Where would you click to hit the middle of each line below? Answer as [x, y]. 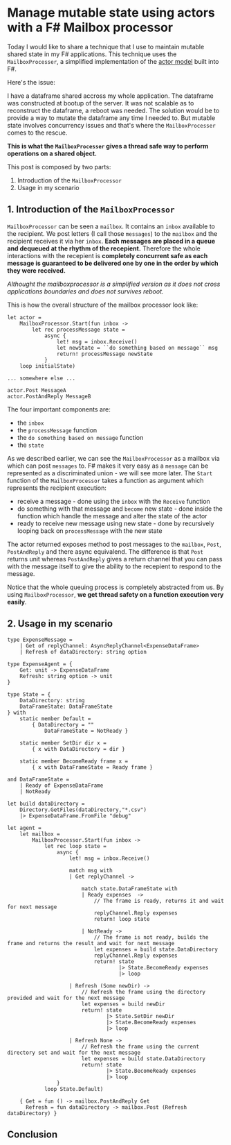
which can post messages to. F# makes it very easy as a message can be [108, 466]
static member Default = [55, 719]
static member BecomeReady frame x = [74, 761]
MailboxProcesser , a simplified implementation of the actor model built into [113, 61]
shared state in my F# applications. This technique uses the [92, 54]
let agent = [24, 828]
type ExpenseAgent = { [40, 664]
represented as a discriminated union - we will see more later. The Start [110, 473]
